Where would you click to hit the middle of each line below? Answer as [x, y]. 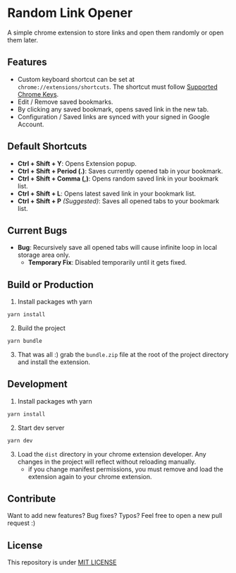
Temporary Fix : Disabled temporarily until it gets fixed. [107, 263]
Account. [31, 124]
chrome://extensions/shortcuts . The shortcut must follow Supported [117, 87]
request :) [21, 523]
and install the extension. [54, 362]
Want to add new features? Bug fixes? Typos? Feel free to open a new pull [115, 516]
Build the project [41, 328]
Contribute [32, 499]
